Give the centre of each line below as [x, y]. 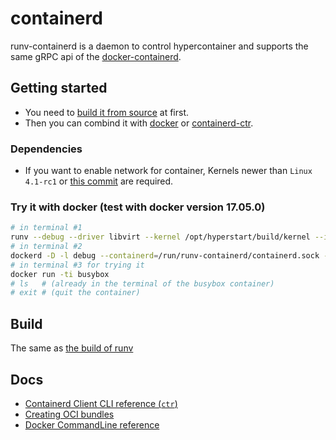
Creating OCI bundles [69, 414]
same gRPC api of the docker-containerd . [96, 56]
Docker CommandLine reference [92, 424]
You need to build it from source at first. [107, 112]
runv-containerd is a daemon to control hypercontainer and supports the [159, 46]
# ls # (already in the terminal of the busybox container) [142, 283]
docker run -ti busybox [60, 274]
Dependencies [46, 149]
